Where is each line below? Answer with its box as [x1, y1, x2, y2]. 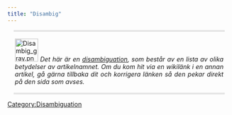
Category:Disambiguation [7, 100, 82, 109]
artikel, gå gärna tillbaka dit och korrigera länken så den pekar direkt [14, 70, 224, 78]
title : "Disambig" [7, 10, 62, 18]
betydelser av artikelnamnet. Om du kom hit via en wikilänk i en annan [14, 63, 224, 71]
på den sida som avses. [14, 78, 85, 86]
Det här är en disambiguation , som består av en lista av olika [40, 55, 224, 63]
